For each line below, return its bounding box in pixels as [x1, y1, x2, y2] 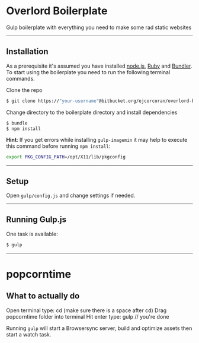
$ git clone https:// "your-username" [6, 98, 99, 104]
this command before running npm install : [6, 142, 111, 150]
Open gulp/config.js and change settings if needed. [6, 192, 136, 199]
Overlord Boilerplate [6, 4, 108, 18]
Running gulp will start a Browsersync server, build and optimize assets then [6, 325, 192, 332]
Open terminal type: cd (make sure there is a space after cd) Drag [6, 307, 167, 314]
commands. [6, 75, 36, 82]
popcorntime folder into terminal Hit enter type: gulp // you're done [6, 313, 169, 320]
